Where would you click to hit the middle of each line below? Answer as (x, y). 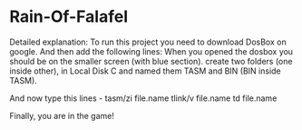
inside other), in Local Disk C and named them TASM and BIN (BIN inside (145, 71)
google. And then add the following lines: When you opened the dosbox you (151, 51)
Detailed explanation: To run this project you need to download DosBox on (148, 42)
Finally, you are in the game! (62, 115)
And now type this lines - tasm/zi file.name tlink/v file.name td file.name (143, 98)
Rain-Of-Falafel (69, 17)
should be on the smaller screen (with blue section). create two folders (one (151, 61)
